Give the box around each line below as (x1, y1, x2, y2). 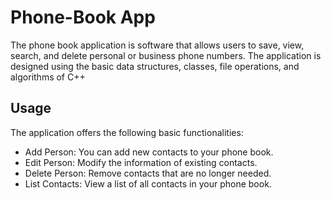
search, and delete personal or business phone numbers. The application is (10, 49, 322, 61)
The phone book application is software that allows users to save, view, (10, 39, 305, 51)
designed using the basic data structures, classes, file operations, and (10, 60, 300, 72)
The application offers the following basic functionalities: (10, 126, 244, 138)
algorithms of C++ (10, 71, 86, 83)
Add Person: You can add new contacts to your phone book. (24, 146, 274, 158)
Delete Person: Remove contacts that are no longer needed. (24, 167, 272, 179)
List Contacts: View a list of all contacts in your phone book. (24, 177, 272, 190)
